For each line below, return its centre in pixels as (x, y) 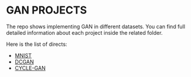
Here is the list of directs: (37, 44)
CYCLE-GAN (30, 68)
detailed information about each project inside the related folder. (85, 32)
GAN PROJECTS (47, 10)
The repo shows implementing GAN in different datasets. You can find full (96, 26)
